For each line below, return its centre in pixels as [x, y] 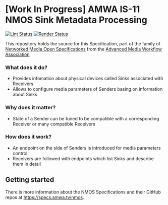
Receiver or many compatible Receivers [54, 124]
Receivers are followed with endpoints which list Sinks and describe [83, 158]
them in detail [27, 164]
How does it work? [29, 137]
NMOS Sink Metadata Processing [76, 20]
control [20, 153]
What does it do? [26, 67]
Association [17, 54]
